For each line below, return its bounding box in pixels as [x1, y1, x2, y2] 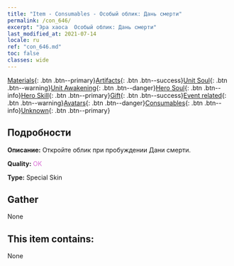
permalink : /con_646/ [7, 17, 72, 24]
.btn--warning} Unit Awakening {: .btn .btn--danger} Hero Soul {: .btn [7, 83, 203, 92]
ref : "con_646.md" [7, 43, 62, 50]
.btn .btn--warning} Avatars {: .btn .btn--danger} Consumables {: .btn [7, 99, 204, 107]
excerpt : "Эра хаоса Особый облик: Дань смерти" [7, 23, 157, 31]
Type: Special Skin [7, 173, 62, 182]
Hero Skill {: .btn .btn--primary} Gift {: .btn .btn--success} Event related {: [21, 91, 227, 99]
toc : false [7, 50, 40, 57]
